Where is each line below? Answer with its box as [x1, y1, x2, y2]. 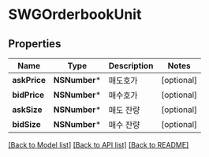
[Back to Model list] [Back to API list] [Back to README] [8, 140, 189, 149]
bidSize [12, 119, 41, 129]
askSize [12, 104, 43, 115]
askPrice [12, 75, 46, 85]
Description [108, 61, 154, 71]
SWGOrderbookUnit [8, 6, 142, 24]
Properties [8, 37, 62, 50]
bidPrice [12, 89, 45, 100]
